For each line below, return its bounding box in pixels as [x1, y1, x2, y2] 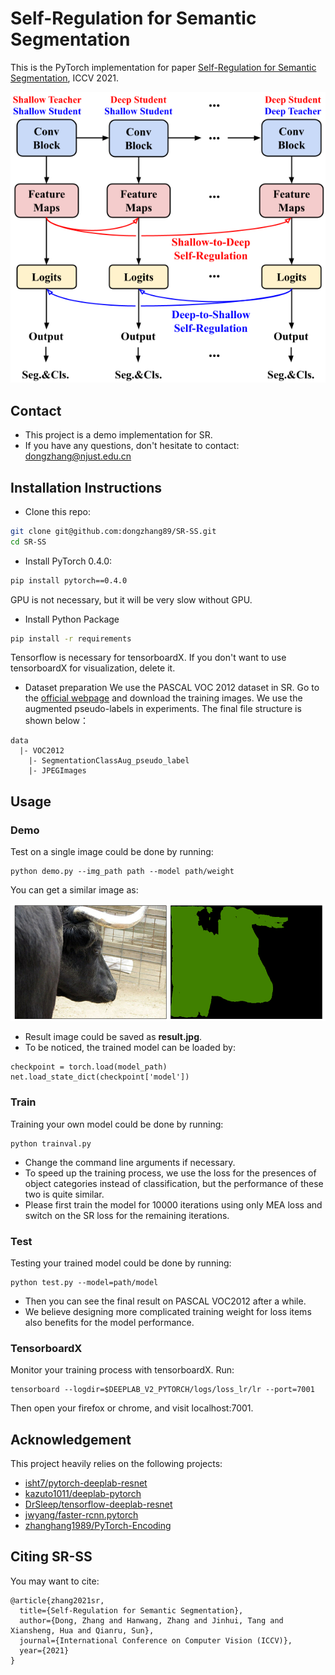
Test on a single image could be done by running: [10, 846, 214, 858]
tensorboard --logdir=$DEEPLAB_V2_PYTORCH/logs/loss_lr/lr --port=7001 [10, 1385, 315, 1395]
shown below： [24, 715, 89, 727]
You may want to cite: [10, 1575, 100, 1587]
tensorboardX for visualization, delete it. [10, 662, 176, 674]
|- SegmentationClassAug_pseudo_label [28, 756, 190, 766]
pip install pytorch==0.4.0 [10, 575, 128, 586]
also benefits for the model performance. [24, 1316, 195, 1328]
